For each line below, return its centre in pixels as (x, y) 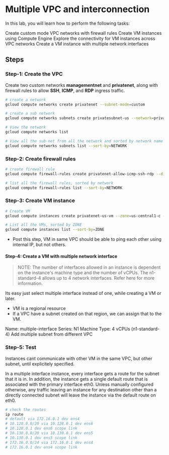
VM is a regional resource (39, 309)
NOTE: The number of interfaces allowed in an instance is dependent (89, 267)
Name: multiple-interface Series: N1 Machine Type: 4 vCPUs (68, 329)
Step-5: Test (21, 347)
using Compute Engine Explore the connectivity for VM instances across (80, 38)
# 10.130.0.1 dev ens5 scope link (41, 438)
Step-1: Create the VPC (34, 74)
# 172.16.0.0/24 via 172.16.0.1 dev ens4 (49, 442)
